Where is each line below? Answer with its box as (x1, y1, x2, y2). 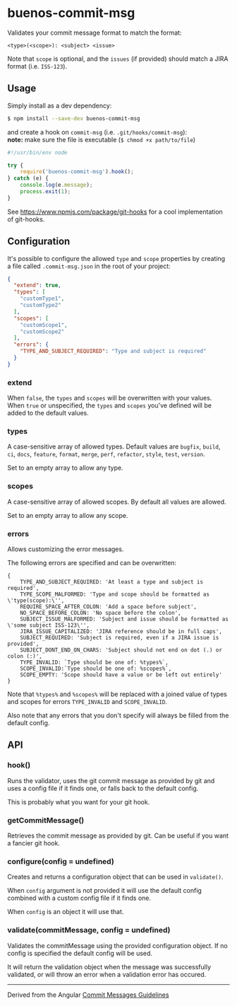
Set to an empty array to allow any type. (7, 463, 123, 472)
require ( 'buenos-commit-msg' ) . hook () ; (20, 168, 134, 175)
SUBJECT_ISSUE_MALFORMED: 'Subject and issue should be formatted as (20, 615, 229, 623)
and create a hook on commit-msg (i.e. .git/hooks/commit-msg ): (7, 127, 188, 136)
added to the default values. (7, 409, 90, 417)
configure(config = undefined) (7, 856, 114, 866)
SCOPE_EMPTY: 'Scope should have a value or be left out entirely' (20, 671, 222, 678)
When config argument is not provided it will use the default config (7, 886, 202, 895)
